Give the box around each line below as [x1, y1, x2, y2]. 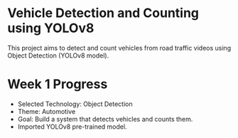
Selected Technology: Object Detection [17, 100, 133, 108]
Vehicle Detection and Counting [7, 5, 200, 21]
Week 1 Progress [7, 76, 108, 92]
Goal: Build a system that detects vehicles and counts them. [17, 115, 193, 123]
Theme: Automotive [17, 107, 76, 115]
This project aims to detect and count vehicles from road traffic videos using [7, 43, 232, 52]
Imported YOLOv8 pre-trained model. [17, 122, 127, 131]
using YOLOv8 [7, 20, 94, 36]
